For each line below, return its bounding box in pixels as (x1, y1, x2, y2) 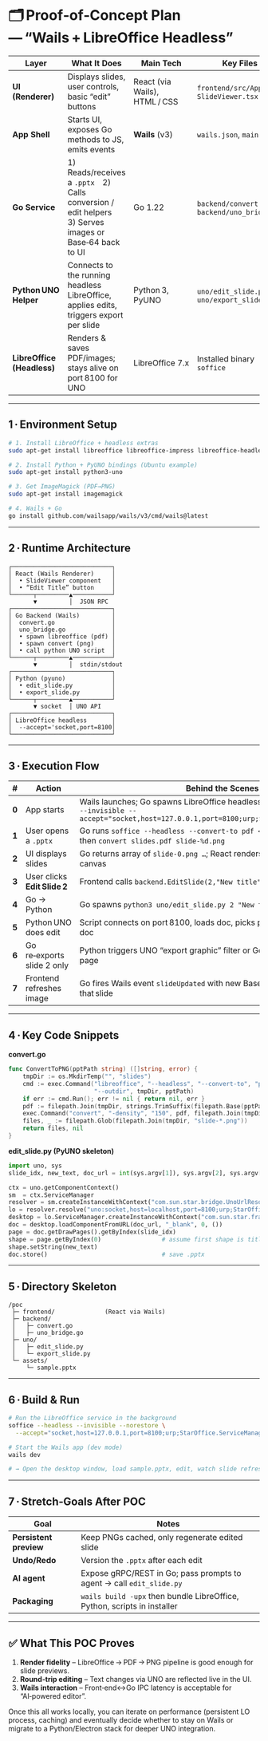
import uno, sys (8, 1162, 62, 1170)
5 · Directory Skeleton (8, 1280, 117, 1293)
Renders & (67, 332, 106, 343)
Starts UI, (67, 113, 102, 124)
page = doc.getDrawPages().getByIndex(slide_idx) (8, 1228, 177, 1236)
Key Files (222, 57, 258, 69)
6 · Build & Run (8, 1393, 80, 1407)
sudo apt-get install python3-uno (8, 468, 124, 476)
